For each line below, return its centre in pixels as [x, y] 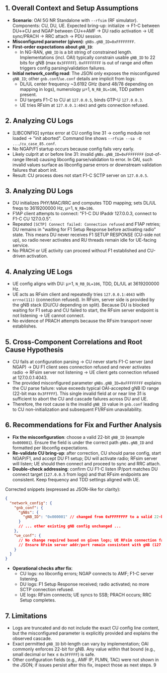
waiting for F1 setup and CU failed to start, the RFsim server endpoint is [85, 310]
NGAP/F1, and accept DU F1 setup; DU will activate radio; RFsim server [85, 458]
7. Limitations [26, 616]
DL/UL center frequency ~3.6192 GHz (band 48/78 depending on [86, 84]
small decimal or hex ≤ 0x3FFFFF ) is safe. [54, 654]
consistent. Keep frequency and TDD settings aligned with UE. [76, 479]
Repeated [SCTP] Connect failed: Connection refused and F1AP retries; [86, 224]
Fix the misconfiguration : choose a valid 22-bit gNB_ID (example [79, 437]
